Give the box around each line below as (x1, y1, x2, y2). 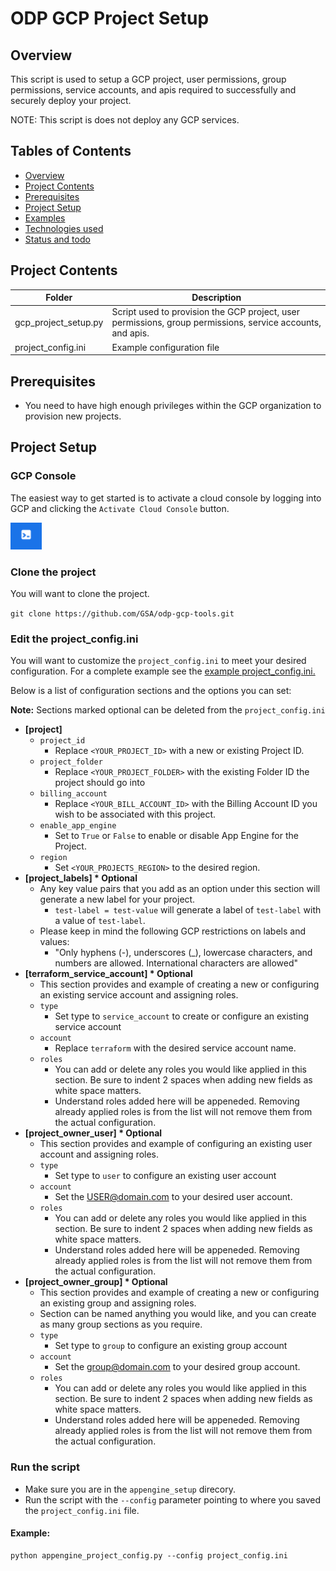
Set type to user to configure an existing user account (54, 1170, 277, 1182)
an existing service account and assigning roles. (39, 989, 239, 1001)
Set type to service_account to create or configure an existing (54, 1010, 310, 1022)
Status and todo (24, 233, 91, 245)
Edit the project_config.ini (10, 632, 139, 646)
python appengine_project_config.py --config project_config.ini (10, 1550, 288, 1561)
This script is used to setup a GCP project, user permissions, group (10, 73, 287, 85)
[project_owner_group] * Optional (24, 1276, 168, 1288)
